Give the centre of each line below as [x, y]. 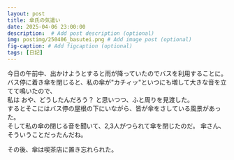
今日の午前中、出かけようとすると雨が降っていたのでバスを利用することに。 [117, 73]
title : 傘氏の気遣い [34, 20]
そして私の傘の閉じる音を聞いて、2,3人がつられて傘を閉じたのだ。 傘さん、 [116, 126]
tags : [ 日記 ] [25, 53]
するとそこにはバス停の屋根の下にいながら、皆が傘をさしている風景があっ [114, 108]
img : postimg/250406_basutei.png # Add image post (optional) [100, 40]
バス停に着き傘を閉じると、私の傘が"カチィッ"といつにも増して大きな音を [114, 82]
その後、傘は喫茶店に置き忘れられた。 [62, 149]
